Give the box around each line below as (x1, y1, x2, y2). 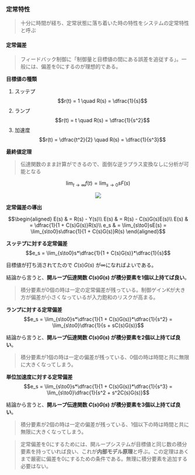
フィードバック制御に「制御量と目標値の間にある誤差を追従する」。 (20, 56, 182, 63)
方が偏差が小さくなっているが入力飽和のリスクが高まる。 (20, 294, 159, 301)
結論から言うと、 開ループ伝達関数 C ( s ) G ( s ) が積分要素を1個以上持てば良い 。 (6, 274, 190, 281)
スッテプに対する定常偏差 (6, 240, 68, 247)
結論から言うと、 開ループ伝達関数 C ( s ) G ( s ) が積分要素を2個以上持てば (6, 334, 176, 341)
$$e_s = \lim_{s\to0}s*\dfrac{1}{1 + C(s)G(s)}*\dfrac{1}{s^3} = (23, 383, 173, 390)
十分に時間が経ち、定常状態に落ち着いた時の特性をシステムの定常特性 (20, 19, 190, 27)
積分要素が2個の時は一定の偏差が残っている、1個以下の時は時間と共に (20, 421, 190, 428)
